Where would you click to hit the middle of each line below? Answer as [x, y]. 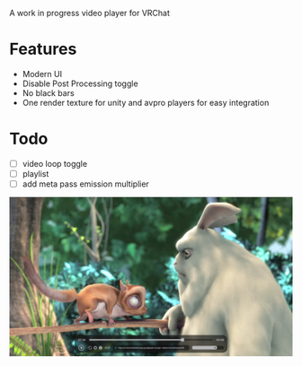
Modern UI [42, 74]
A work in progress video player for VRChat [90, 13]
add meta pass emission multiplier [86, 184]
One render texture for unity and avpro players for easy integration [146, 102]
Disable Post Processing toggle [80, 83]
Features [43, 49]
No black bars [48, 92]
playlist [36, 173]
